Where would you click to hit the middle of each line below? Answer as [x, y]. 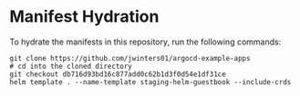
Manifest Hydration [84, 17]
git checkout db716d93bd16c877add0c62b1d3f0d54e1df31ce [118, 74]
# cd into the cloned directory [71, 66]
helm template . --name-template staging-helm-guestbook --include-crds [150, 82]
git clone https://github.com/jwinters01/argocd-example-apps [130, 58]
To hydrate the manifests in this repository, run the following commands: [145, 42]
